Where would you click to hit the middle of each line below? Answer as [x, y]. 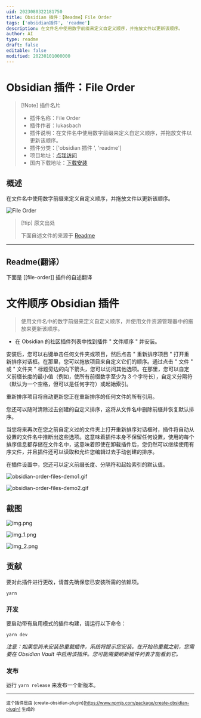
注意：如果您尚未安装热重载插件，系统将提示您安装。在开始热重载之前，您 [98, 647]
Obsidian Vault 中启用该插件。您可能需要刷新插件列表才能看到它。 [99, 654]
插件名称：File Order [55, 118]
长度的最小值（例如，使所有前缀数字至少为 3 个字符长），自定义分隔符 [107, 377]
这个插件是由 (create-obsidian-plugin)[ [46, 703]
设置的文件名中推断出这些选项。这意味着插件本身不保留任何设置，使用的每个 [100, 437]
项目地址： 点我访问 [53, 155]
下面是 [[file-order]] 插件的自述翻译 [49, 278]
